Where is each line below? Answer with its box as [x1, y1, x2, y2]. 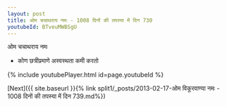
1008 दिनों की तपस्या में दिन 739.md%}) [7, 92, 106, 100]
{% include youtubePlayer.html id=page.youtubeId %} [7, 71, 164, 79]
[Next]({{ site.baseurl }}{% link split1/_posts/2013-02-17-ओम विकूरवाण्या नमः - [7, 84, 220, 93]
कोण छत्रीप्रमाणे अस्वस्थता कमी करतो [17, 57, 99, 65]
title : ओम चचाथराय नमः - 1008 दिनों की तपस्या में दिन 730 [7, 17, 153, 24]
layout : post [7, 10, 46, 18]
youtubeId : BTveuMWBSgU [7, 23, 78, 30]
